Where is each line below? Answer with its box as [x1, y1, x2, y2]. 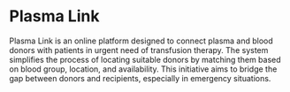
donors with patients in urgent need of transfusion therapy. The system [9, 44, 269, 55]
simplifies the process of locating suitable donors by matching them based [9, 54, 281, 65]
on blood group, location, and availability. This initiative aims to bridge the [9, 64, 278, 74]
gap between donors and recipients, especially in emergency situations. [9, 73, 271, 83]
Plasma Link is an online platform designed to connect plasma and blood [9, 35, 274, 46]
